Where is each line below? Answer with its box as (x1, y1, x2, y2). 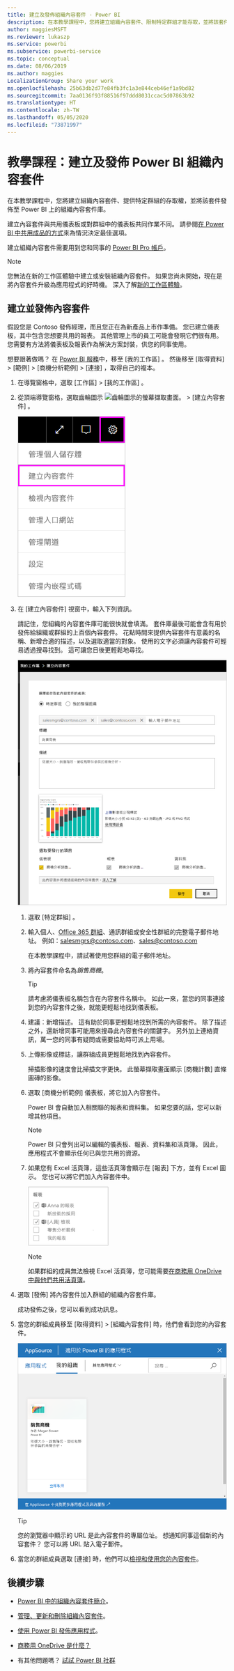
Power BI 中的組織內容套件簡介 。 (17, 1596, 113, 1605)
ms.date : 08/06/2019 (7, 63, 68, 70)
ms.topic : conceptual (7, 56, 70, 63)
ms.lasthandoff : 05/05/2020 (7, 114, 89, 121)
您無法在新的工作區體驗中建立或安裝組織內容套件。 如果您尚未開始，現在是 (7, 272, 223, 280)
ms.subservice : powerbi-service (7, 48, 101, 55)
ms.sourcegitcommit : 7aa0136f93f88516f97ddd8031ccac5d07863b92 (7, 92, 195, 99)
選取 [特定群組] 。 (27, 913, 79, 922)
